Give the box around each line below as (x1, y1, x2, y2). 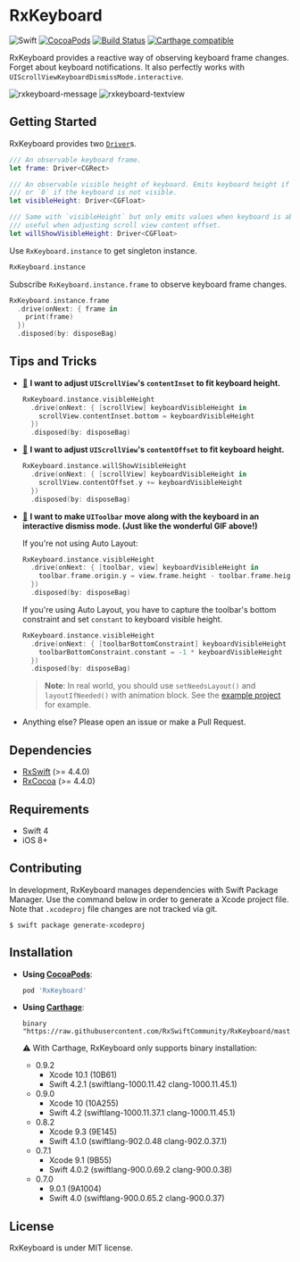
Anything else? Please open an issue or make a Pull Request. (21, 716, 246, 728)
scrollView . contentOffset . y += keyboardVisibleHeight (38, 478, 243, 487)
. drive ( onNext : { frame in (17, 305, 118, 313)
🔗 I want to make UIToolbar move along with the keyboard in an (21, 511, 260, 522)
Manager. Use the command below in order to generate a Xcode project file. (9, 894, 289, 905)
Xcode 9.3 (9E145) (48, 1126, 118, 1137)
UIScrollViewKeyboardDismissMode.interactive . (9, 71, 184, 81)
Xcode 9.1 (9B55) (48, 1155, 112, 1166)
